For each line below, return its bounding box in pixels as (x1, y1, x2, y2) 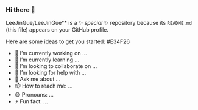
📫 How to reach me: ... (14, 82, 73, 90)
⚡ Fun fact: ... (14, 98, 48, 105)
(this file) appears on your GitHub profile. (5, 26, 109, 33)
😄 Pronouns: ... (14, 91, 54, 98)
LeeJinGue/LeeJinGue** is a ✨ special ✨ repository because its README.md (5, 19, 193, 27)
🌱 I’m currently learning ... (14, 56, 80, 63)
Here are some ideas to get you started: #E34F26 (5, 38, 130, 45)
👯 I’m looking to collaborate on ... (14, 63, 97, 70)
